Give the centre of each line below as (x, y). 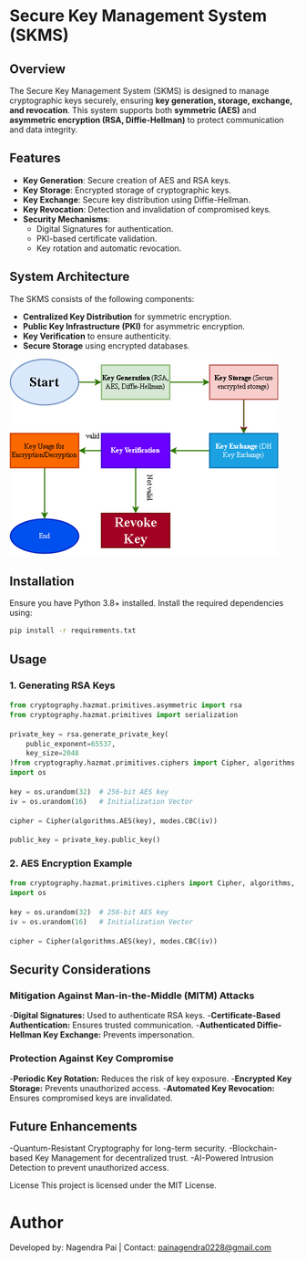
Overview (38, 69)
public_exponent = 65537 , (71, 744)
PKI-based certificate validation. (97, 238)
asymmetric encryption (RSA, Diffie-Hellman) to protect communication (147, 120)
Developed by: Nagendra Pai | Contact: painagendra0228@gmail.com (140, 1247)
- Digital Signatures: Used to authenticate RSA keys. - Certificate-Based (145, 1016)
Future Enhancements (74, 1126)
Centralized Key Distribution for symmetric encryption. (127, 317)
